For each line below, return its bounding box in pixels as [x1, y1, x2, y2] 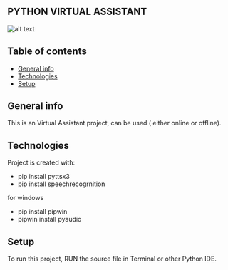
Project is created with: [7, 158, 76, 167]
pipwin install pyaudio [17, 215, 82, 224]
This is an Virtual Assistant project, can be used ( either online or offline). [7, 119, 222, 128]
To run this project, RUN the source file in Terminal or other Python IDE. [7, 254, 217, 263]
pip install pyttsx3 [17, 172, 70, 181]
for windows [7, 194, 44, 202]
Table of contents [7, 46, 87, 58]
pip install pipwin [17, 207, 68, 216]
